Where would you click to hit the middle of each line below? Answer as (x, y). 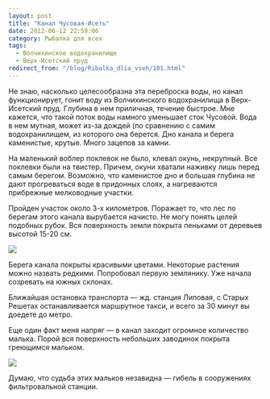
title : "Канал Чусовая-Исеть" (59, 23)
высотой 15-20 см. (40, 234)
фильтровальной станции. (53, 386)
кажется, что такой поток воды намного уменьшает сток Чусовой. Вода (133, 117)
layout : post (30, 16)
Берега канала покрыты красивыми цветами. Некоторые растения (124, 264)
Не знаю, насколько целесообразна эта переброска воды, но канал (126, 91)
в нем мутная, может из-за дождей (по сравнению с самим (112, 125)
